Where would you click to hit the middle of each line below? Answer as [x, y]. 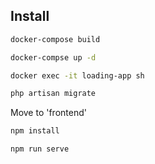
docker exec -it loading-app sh [77, 75]
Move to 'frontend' [48, 113]
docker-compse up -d [53, 57]
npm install [35, 131]
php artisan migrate [53, 94]
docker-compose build [55, 39]
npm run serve [40, 149]
